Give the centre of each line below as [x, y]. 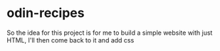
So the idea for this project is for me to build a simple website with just [110, 33]
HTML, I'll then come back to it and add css [70, 40]
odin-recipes [46, 13]
